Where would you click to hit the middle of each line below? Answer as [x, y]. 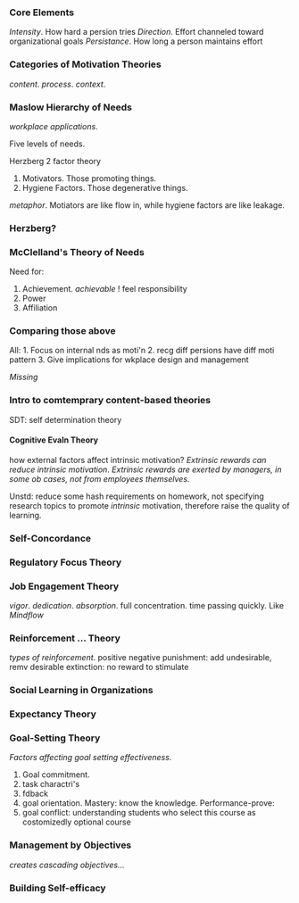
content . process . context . [58, 84]
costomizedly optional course [76, 822]
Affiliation [40, 308]
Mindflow [27, 615]
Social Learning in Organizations [81, 691]
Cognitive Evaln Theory [54, 440]
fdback [35, 794]
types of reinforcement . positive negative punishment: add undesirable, [141, 658]
